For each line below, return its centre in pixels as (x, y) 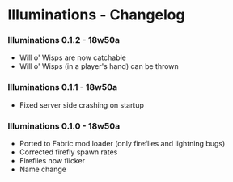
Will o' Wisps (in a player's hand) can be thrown (99, 66)
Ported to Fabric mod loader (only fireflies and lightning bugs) (122, 144)
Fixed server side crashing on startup (82, 105)
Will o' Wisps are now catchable (73, 57)
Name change (42, 169)
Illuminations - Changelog (96, 15)
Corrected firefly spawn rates (68, 152)
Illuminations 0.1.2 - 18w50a (64, 40)
